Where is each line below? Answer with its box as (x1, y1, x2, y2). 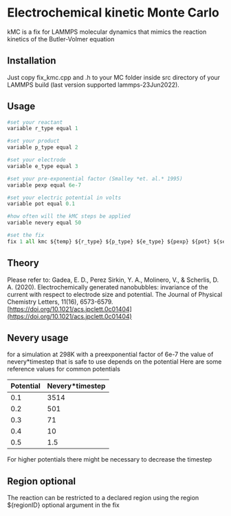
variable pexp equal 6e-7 (7, 181, 81, 189)
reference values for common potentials (7, 365, 120, 373)
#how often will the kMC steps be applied (7, 213, 131, 220)
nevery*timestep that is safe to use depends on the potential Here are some (7, 358, 222, 366)
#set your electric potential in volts (7, 194, 122, 201)
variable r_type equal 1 (7, 125, 78, 132)
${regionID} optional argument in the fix (7, 501, 120, 509)
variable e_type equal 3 (7, 163, 78, 169)
